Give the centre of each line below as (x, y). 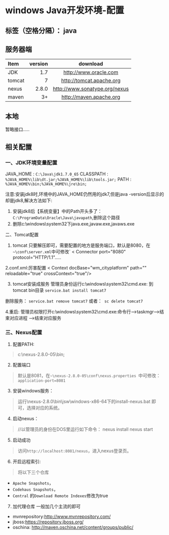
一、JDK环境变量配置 (31, 162)
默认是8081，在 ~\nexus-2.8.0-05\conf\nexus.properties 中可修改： (89, 376)
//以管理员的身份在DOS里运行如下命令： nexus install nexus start (85, 429)
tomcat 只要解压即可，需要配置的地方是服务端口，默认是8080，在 (81, 245)
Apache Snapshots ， (33, 483)
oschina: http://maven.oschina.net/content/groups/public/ (73, 527)
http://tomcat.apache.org (91, 80)
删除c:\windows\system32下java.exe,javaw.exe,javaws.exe (74, 224)
